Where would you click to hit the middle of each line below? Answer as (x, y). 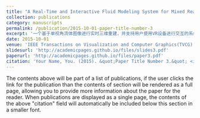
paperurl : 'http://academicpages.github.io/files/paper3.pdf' (85, 56)
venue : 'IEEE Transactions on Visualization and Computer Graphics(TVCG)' (101, 45)
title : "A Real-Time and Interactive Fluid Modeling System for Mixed (96, 12)
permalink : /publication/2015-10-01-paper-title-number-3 (79, 28)
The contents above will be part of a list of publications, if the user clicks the (100, 78)
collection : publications (38, 17)
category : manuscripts (34, 23)
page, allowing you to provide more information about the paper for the (93, 91)
